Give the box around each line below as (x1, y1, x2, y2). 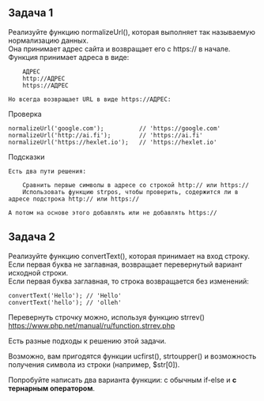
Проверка (8, 109, 42, 118)
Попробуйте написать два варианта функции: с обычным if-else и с (8, 375, 237, 384)
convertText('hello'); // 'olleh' (8, 298, 123, 306)
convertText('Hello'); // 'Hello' (8, 291, 123, 299)
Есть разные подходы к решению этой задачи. (8, 335, 167, 346)
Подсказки (8, 152, 45, 161)
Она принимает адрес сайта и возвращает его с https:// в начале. (8, 43, 231, 54)
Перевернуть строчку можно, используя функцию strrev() (8, 312, 206, 322)
